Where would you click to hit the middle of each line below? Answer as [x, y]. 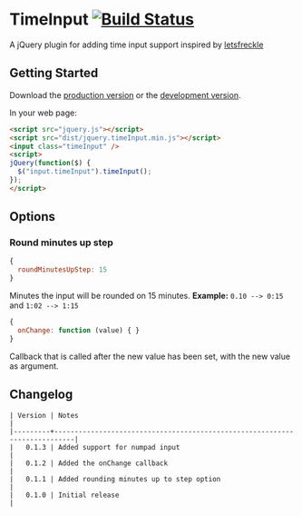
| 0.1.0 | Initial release [64, 495]
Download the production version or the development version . [125, 94]
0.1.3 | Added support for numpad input [103, 447]
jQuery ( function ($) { [50, 164]
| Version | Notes [44, 415]
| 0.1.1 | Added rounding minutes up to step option [115, 479]
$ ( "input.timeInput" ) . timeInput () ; [85, 172]
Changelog [41, 395]
